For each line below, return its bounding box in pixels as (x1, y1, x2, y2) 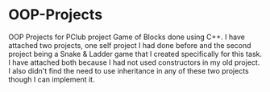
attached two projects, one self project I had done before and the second (8, 40, 251, 50)
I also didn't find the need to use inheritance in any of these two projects (8, 66, 249, 75)
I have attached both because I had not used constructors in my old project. (8, 58, 260, 67)
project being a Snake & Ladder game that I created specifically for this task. (8, 49, 262, 58)
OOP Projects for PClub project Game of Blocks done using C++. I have (8, 32, 246, 42)
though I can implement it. (8, 74, 95, 84)
